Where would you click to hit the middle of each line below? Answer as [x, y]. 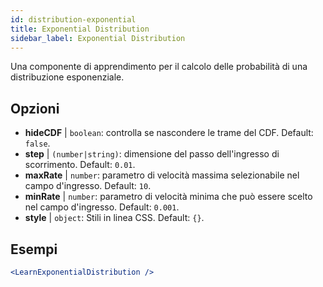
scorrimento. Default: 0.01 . [80, 165]
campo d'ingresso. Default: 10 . [88, 186]
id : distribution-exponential [73, 19]
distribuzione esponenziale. [67, 77]
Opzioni [35, 108]
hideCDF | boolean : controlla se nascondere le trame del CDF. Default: [169, 133]
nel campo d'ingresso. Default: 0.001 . [102, 207]
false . [37, 143]
